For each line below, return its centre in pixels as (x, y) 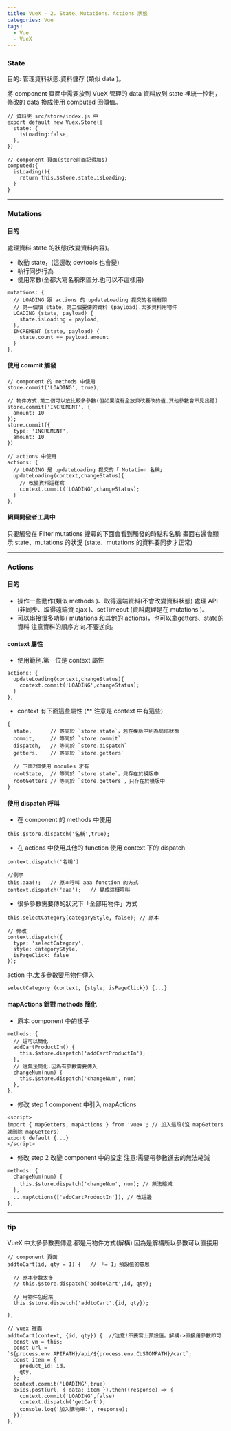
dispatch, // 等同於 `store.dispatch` (70, 746)
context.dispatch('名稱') (43, 862)
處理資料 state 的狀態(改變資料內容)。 (60, 248)
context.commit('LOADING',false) (67, 1396)
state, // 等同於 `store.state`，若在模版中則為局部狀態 (97, 731)
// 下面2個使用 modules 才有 (51, 767)
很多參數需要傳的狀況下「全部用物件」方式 (77, 904)
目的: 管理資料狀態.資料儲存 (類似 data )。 (66, 79)
